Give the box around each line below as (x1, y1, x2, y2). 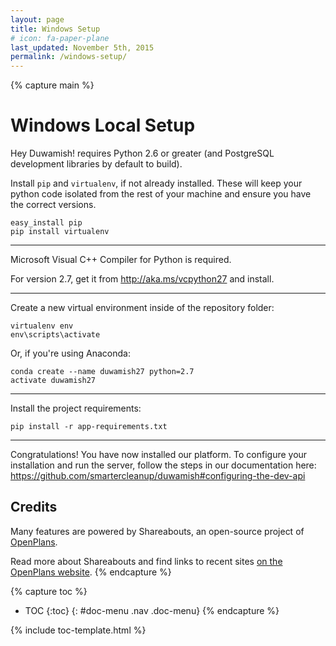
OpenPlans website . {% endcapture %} (10, 566, 172, 578)
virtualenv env (10, 321, 74, 331)
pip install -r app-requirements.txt (10, 422, 168, 432)
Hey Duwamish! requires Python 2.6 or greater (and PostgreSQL (10, 147, 275, 160)
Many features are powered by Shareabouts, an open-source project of (10, 525, 305, 537)
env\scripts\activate (10, 330, 101, 340)
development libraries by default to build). (10, 158, 183, 170)
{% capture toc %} (10, 585, 88, 597)
